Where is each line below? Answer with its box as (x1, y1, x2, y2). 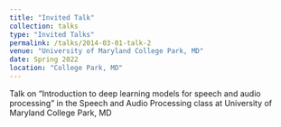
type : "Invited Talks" (9, 30, 95, 39)
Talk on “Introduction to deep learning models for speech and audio (9, 87, 261, 99)
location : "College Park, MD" (9, 64, 124, 73)
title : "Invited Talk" (9, 13, 95, 23)
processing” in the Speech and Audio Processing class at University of (9, 97, 273, 108)
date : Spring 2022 (9, 55, 79, 64)
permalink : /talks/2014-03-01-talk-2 (9, 38, 152, 48)
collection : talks (9, 22, 79, 31)
